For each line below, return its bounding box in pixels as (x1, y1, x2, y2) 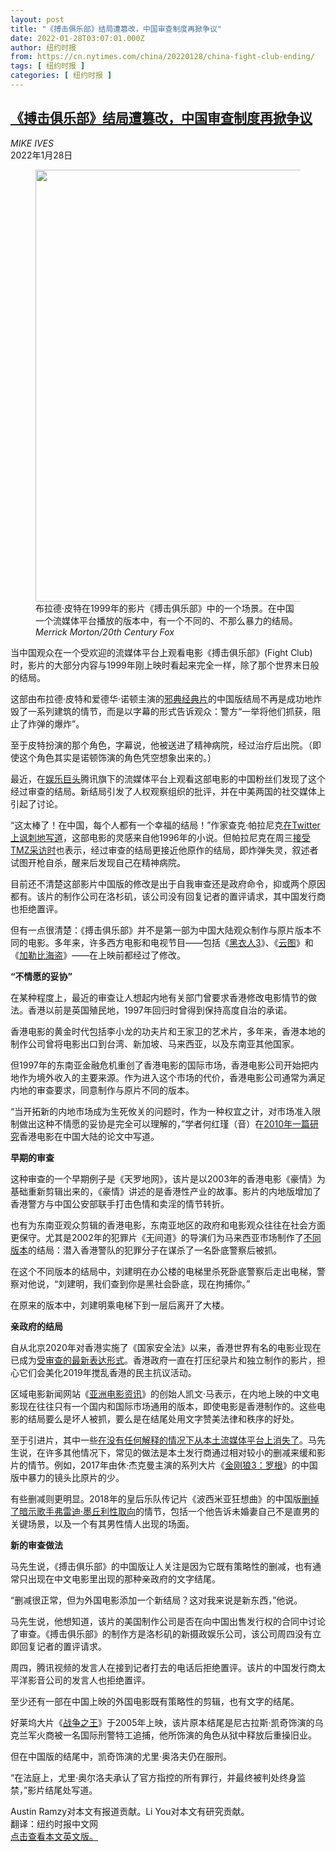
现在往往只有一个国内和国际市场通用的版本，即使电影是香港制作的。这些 (18, 1400, 317, 1412)
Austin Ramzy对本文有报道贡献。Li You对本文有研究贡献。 (10, 1805, 250, 1817)
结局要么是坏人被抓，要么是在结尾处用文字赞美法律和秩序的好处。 (27, 1412, 300, 1425)
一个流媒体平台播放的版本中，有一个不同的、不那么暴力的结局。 (35, 614, 298, 626)
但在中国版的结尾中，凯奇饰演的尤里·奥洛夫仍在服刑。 (10, 1750, 233, 1762)
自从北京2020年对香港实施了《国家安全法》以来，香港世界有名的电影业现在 (10, 1341, 322, 1353)
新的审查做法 (10, 1539, 63, 1551)
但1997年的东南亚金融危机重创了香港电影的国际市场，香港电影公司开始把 (10, 1059, 310, 1071)
